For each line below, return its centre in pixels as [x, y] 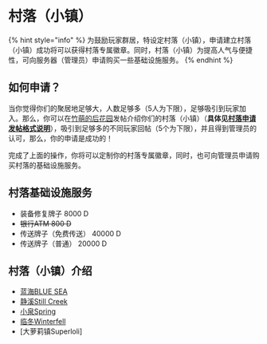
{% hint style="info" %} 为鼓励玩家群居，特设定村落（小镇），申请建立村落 [130, 40]
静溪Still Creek [43, 302]
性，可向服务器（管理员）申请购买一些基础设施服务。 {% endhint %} [121, 60]
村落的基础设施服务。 [50, 165]
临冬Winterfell [43, 322]
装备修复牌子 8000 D [54, 213]
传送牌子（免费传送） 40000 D [71, 233]
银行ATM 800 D [45, 223]
